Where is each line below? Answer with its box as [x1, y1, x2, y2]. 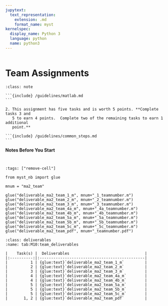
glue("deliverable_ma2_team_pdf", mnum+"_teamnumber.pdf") [5, 228, 134, 233]
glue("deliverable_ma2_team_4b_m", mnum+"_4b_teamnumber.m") [5, 210, 138, 215]
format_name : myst [14, 21, 54, 27]
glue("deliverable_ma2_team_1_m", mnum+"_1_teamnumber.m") [5, 192, 134, 198]
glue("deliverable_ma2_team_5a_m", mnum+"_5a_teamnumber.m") [5, 215, 138, 220]
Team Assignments [5, 67, 89, 79]
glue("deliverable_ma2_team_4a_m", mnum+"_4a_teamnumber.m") [5, 206, 138, 211]
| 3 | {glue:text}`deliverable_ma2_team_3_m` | [5, 269, 147, 274]
